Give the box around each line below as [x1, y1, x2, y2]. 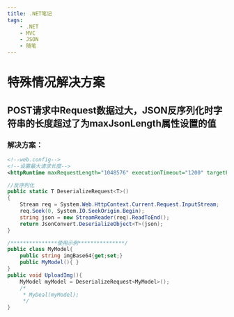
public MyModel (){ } [19, 259, 79, 266]
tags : [7, 17, 23, 24]
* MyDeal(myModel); [22, 291, 79, 298]
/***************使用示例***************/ [7, 239, 128, 247]
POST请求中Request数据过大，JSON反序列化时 [7, 104, 214, 116]
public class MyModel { [7, 246, 73, 253]
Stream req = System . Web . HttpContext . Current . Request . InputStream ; [19, 201, 219, 209]
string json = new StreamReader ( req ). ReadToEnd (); [19, 213, 170, 221]
